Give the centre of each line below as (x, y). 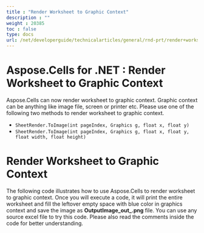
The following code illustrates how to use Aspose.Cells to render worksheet (101, 191)
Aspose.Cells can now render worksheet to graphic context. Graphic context (102, 100)
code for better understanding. (45, 223)
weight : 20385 (25, 23)
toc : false (21, 29)
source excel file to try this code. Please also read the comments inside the (100, 217)
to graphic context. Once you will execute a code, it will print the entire (95, 197)
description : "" (28, 18)
